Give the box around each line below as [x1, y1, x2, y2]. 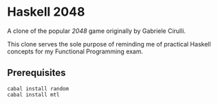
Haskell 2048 [7, 4, 85, 20]
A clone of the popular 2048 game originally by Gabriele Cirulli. [7, 27, 186, 35]
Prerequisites [7, 67, 66, 79]
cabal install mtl [7, 91, 60, 98]
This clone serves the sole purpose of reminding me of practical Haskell [7, 40, 211, 48]
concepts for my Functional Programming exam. [7, 47, 144, 55]
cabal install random [7, 85, 69, 92]
